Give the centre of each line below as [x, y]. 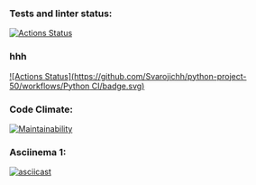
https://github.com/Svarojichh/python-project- [160, 76]
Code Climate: [41, 109]
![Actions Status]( [42, 76]
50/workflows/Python [50, 86]
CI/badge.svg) [118, 86]
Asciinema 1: [38, 152]
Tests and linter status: [61, 14]
